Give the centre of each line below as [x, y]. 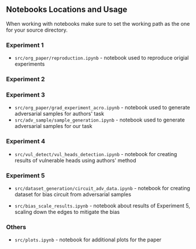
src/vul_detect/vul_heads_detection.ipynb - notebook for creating [96, 154]
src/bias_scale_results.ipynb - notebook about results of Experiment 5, [102, 205]
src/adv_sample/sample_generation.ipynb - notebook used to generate [100, 120]
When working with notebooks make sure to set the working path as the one [98, 23]
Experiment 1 [25, 45]
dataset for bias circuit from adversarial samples [73, 194]
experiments [30, 64]
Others [16, 227]
